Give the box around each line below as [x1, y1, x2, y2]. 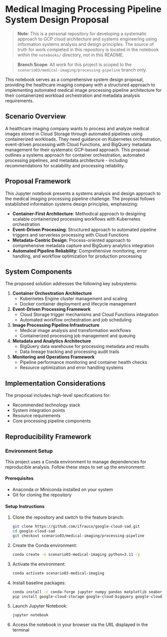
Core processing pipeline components [12, 418, 91, 424]
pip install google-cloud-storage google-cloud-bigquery [12, 594, 134, 599]
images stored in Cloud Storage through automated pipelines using [5, 131, 143, 137]
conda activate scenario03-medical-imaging [12, 571, 105, 576]
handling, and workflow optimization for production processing [12, 253, 142, 259]
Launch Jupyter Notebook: [12, 603, 68, 609]
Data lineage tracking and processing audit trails [19, 348, 120, 355]
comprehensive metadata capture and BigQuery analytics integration [12, 242, 155, 248]
